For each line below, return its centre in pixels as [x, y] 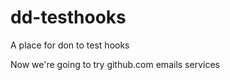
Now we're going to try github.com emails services [115, 64]
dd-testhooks [68, 17]
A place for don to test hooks [70, 45]
